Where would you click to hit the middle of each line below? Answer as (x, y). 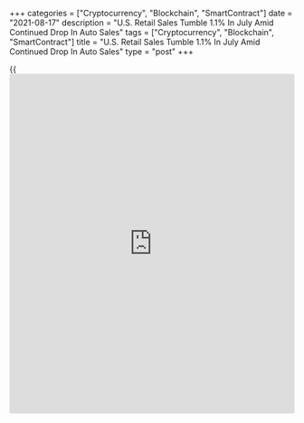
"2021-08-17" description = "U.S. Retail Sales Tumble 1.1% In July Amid (142, 23)
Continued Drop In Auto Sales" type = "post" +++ (102, 52)
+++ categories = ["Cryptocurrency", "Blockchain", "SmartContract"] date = (151, 13)
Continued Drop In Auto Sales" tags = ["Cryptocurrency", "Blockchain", (142, 32)
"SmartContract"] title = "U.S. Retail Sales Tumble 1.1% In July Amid (135, 42)
